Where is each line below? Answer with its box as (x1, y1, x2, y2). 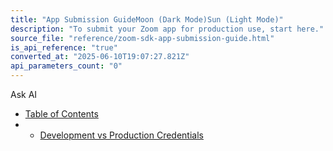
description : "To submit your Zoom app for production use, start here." (10, 24, 325, 34)
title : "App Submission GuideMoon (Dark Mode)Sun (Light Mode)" (10, 14, 284, 25)
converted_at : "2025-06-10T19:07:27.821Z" (10, 52, 190, 62)
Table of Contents (24, 108, 99, 120)
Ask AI (10, 89, 38, 100)
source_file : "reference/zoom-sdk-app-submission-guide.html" (10, 33, 275, 43)
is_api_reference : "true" (10, 42, 118, 53)
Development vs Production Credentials (39, 129, 204, 141)
